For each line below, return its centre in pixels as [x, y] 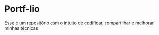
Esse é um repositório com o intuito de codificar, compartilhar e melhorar [79, 23]
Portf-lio [22, 9]
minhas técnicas [21, 28]
